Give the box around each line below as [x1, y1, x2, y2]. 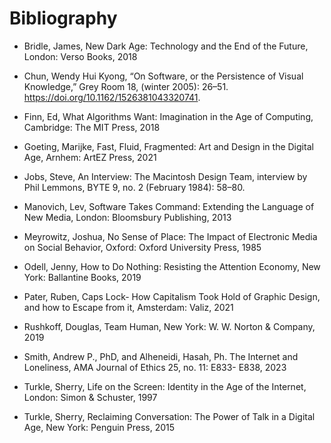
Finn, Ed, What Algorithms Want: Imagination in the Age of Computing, [23, 110, 314, 122]
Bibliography [9, 7, 118, 30]
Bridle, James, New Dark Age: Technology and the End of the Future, [23, 40, 309, 52]
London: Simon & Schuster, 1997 [23, 391, 158, 403]
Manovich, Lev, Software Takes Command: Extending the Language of [23, 200, 315, 212]
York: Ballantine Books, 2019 [23, 271, 142, 283]
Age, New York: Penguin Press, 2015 [23, 421, 176, 433]
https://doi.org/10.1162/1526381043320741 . [23, 91, 201, 103]
